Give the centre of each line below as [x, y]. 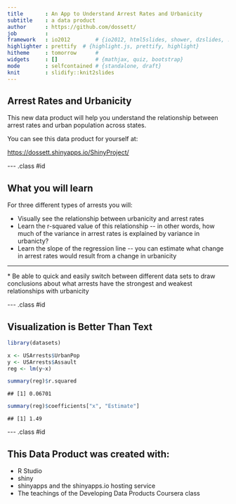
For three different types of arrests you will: [70, 205]
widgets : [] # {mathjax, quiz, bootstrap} [96, 60]
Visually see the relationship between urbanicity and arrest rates [111, 219]
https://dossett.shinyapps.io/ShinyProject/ [68, 152]
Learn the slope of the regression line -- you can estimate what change [120, 248]
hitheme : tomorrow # [53, 53]
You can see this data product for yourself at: [73, 139]
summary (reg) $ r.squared [42, 381]
